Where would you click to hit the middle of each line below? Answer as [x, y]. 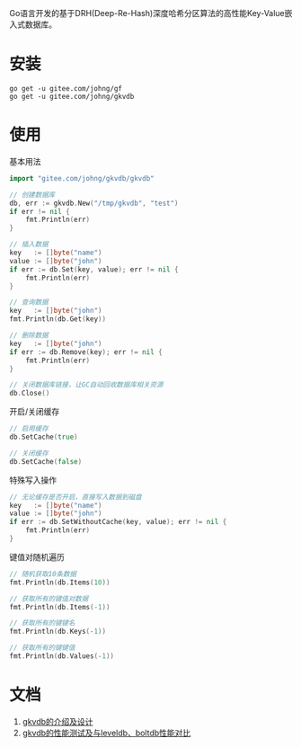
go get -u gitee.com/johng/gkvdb [72, 96]
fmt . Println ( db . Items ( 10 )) [60, 582]
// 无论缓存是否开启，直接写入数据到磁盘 [75, 497]
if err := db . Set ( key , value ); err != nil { [94, 269]
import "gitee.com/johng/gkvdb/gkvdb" [82, 178]
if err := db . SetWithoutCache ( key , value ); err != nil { [118, 522]
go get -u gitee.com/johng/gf [66, 88]
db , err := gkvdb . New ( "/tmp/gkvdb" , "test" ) [94, 203]
